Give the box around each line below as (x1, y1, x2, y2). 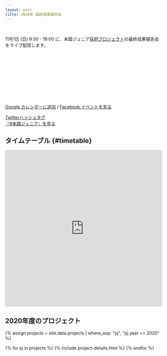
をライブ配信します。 (5, 42, 49, 48)
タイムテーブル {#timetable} (5, 136, 93, 145)
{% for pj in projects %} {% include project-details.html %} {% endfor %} (5, 345, 155, 351)
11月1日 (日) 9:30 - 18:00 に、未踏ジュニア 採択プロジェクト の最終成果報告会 (5, 36, 160, 42)
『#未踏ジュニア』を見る (5, 120, 56, 126)
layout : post (5, 7, 32, 12)
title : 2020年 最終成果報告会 (5, 12, 62, 17)
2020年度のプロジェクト (5, 317, 81, 325)
